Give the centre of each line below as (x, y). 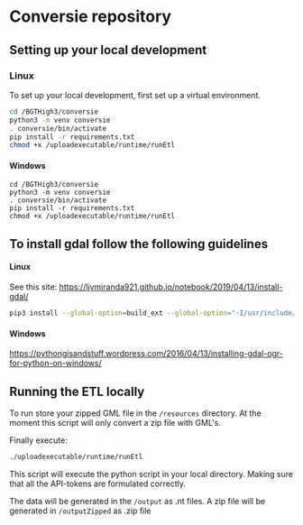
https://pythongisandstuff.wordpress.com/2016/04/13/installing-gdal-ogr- (147, 354)
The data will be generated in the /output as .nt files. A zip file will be (138, 501)
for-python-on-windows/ (55, 364)
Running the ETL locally (77, 391)
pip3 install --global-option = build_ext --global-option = (120, 313)
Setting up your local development (108, 50)
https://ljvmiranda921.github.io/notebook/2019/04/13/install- (171, 287)
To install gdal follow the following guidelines (139, 244)
